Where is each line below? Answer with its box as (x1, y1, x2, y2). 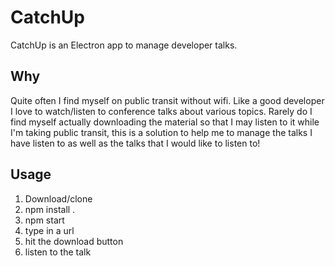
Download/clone (24, 192, 93, 205)
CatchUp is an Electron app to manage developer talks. (10, 39, 238, 51)
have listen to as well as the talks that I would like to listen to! (10, 137, 261, 149)
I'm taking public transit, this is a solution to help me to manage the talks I (10, 126, 313, 138)
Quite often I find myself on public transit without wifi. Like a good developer (10, 94, 325, 106)
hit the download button (24, 235, 124, 247)
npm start (24, 214, 65, 226)
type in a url (24, 224, 75, 236)
